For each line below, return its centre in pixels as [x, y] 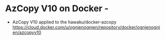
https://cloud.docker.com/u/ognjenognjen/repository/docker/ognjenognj [86, 27]
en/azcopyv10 [27, 32]
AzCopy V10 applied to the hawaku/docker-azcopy [64, 22]
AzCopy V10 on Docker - [57, 9]
